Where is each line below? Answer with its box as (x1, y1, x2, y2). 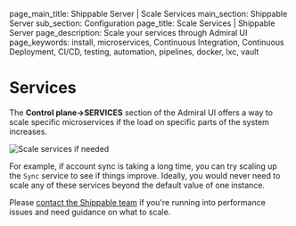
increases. (9, 126, 47, 137)
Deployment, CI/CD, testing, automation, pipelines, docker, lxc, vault (9, 46, 259, 57)
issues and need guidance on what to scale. (9, 206, 171, 217)
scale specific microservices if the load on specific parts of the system (9, 116, 269, 127)
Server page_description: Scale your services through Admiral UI (9, 28, 248, 38)
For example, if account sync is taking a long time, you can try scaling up (9, 161, 278, 172)
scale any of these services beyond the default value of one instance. (9, 180, 266, 190)
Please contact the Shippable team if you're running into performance (9, 197, 266, 207)
